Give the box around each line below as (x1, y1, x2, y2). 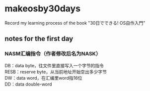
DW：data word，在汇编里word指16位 (4, 75, 82, 81)
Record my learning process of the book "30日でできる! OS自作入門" (4, 20, 146, 26)
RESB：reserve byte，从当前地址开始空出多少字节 (4, 69, 107, 75)
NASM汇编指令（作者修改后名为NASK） (4, 50, 101, 57)
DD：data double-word (4, 81, 53, 87)
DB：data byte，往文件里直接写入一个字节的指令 (4, 62, 104, 68)
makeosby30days (4, 3, 80, 14)
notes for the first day (4, 35, 74, 43)
